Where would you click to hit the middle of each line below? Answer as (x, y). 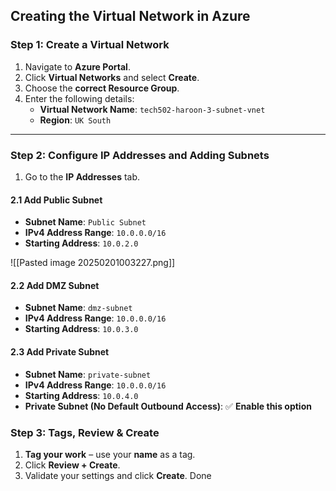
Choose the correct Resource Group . (102, 88)
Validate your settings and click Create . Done (118, 475)
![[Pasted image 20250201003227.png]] (93, 263)
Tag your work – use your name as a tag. (110, 454)
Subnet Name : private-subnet (88, 374)
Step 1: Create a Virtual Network (90, 45)
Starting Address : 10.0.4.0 (81, 395)
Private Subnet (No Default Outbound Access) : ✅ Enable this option (168, 406)
